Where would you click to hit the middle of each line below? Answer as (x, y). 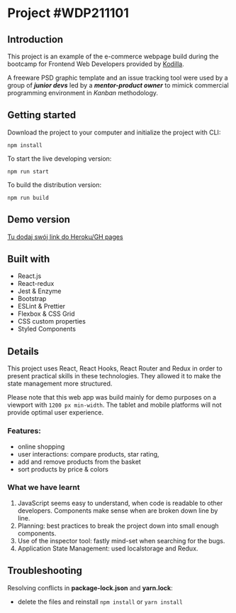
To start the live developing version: (60, 159)
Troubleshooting (45, 571)
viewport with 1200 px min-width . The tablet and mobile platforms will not (114, 405)
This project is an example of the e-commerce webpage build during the (113, 56)
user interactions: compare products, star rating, (88, 454)
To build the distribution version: (55, 185)
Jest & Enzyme (39, 291)
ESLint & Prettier (41, 306)
